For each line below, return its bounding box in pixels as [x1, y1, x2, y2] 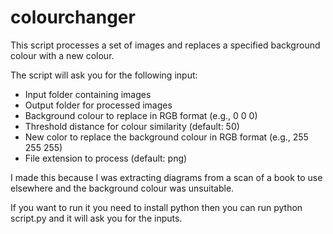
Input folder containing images [24, 88, 152, 100]
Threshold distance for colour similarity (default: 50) [24, 120, 240, 132]
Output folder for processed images [24, 99, 173, 111]
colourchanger [10, 6, 136, 29]
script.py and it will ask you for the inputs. [10, 212, 183, 224]
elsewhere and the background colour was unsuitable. [10, 182, 235, 194]
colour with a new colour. [10, 49, 115, 61]
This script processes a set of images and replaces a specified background [10, 39, 321, 51]
